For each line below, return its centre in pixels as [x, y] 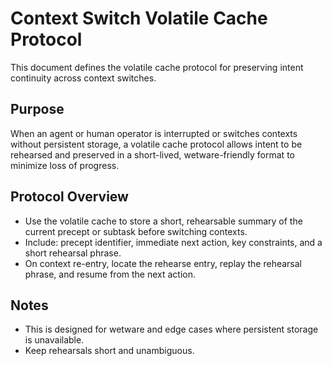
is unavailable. [54, 340]
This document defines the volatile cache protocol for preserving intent [157, 67]
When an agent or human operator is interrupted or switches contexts [154, 133]
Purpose [37, 109]
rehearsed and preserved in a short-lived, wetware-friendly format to [152, 154]
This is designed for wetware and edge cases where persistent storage [171, 329]
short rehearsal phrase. [73, 253]
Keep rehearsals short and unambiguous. [109, 351]
